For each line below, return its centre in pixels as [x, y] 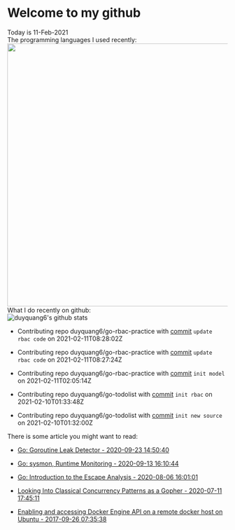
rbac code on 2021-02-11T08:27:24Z [70, 360]
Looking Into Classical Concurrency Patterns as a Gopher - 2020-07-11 [120, 490]
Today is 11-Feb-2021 [38, 32]
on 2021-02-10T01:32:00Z [55, 423]
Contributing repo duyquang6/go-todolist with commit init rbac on [115, 394]
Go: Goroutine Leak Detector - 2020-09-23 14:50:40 [93, 449]
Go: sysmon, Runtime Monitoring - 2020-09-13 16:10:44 [98, 463]
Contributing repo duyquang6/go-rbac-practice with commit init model [121, 373]
